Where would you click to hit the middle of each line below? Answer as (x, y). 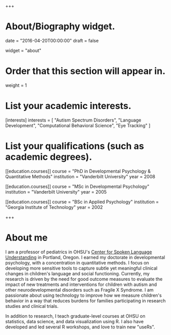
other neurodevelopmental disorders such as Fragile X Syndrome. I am (80, 290)
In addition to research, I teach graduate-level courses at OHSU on (75, 316)
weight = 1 (16, 85)
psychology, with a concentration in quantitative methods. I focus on (77, 262)
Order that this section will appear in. (86, 71)
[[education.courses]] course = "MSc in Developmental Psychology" (77, 186)
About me (27, 237)
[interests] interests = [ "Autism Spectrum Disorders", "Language (73, 120)
